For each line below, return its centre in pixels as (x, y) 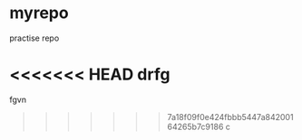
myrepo (39, 13)
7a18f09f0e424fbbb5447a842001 (230, 117)
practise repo (34, 38)
